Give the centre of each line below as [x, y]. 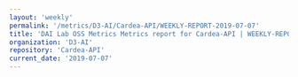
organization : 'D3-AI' [51, 42]
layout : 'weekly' [41, 17]
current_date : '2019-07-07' [61, 58]
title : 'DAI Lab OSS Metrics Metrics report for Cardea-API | [126, 34]
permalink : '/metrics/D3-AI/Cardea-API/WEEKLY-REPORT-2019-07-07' [134, 26]
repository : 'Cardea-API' [57, 50]
